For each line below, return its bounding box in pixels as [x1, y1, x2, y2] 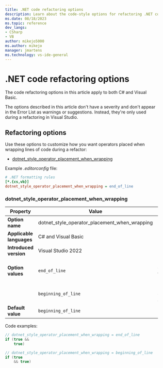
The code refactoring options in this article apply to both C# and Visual [5, 90, 147, 95]
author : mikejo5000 [5, 39, 45, 44]
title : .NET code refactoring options [5, 7, 83, 12]
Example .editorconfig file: [5, 166, 58, 171]
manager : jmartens [5, 48, 42, 53]
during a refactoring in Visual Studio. [5, 114, 79, 120]
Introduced [7, 244, 34, 251]
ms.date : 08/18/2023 [5, 16, 47, 21]
